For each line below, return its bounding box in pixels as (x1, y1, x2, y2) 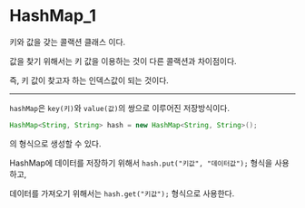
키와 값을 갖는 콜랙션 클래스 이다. (9, 36, 126, 47)
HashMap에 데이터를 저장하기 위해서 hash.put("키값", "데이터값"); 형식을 (9, 157, 273, 168)
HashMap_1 (9, 5, 97, 26)
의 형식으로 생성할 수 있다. (9, 137, 102, 149)
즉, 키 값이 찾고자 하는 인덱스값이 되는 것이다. (9, 74, 170, 86)
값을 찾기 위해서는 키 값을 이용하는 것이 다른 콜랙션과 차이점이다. (9, 55, 238, 66)
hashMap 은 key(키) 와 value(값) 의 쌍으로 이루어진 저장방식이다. (9, 102, 230, 113)
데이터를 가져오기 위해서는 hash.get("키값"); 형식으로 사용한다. (9, 187, 235, 199)
